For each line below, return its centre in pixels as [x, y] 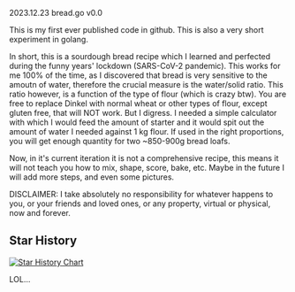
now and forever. [40, 213]
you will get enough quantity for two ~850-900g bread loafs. [120, 141]
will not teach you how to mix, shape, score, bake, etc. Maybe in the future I [147, 168]
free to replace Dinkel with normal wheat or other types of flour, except [138, 104]
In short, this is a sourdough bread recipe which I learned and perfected [140, 56]
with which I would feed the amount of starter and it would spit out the [137, 122]
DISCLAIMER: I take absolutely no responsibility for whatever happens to [141, 194]
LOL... [20, 279]
